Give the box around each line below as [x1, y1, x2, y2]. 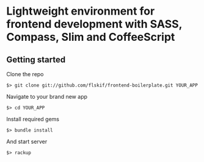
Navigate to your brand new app [6, 93, 87, 100]
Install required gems [6, 116, 60, 122]
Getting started [6, 54, 66, 65]
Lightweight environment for [6, 4, 155, 18]
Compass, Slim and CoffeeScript [6, 30, 175, 44]
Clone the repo [6, 71, 44, 77]
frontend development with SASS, [6, 17, 182, 31]
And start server [6, 138, 48, 145]
